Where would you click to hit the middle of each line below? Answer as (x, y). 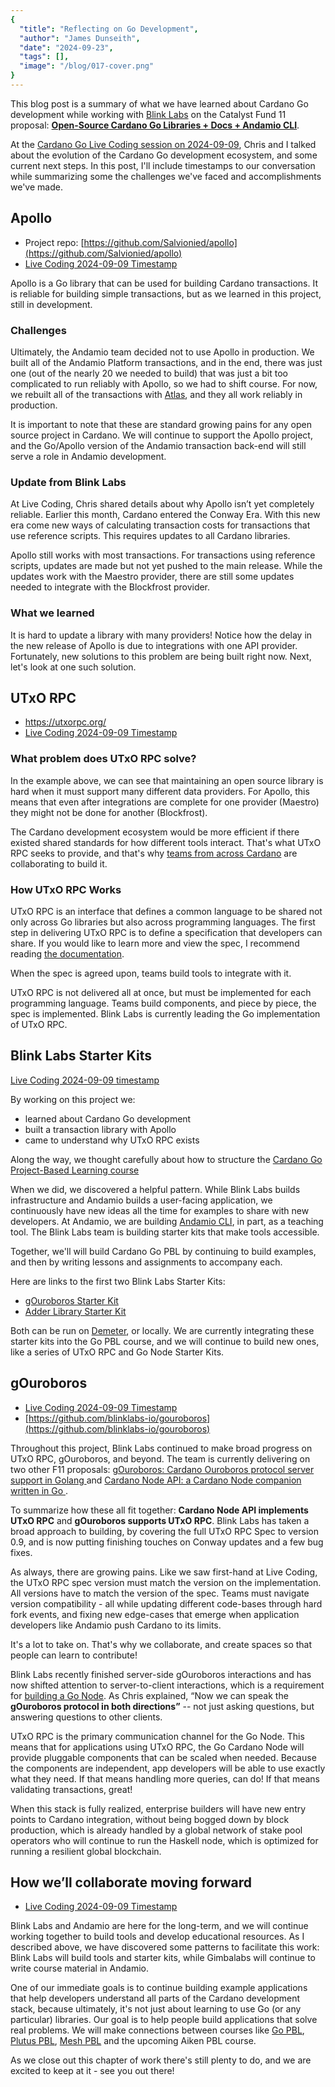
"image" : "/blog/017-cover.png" (87, 66)
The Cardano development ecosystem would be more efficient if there (155, 832)
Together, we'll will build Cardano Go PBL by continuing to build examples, (163, 1251)
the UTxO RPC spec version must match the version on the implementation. (166, 1582)
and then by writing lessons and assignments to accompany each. (146, 1262)
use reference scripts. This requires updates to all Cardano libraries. (150, 536)
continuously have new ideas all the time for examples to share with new (160, 1210)
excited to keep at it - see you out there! (92, 2071)
